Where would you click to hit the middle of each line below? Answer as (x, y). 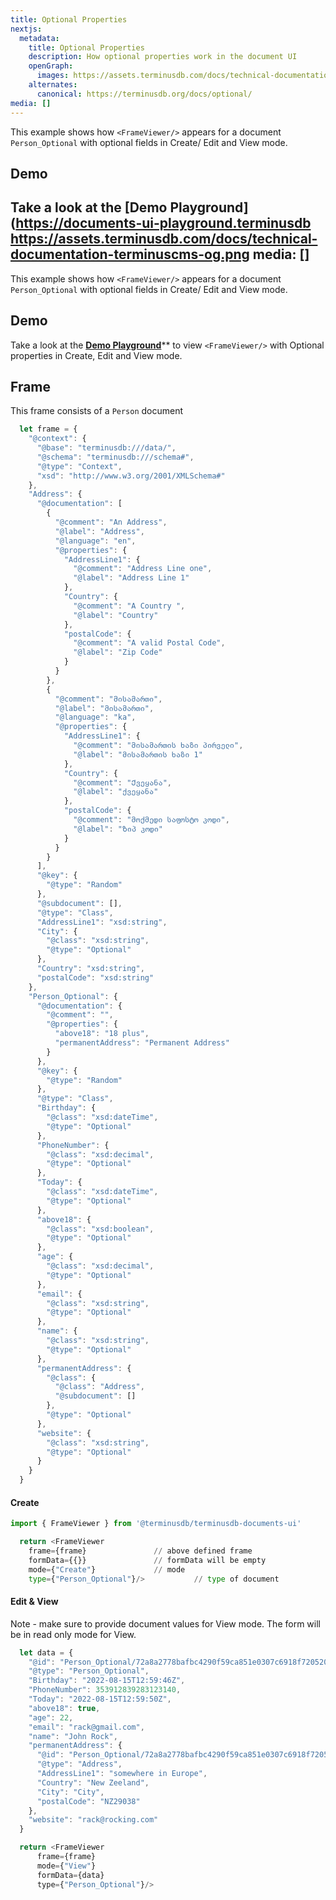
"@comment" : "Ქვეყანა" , (122, 782)
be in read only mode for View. (73, 1634)
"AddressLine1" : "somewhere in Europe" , (122, 1774)
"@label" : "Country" (116, 615)
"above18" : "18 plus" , (102, 1034)
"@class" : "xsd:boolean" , (100, 1229)
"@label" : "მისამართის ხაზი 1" (138, 754)
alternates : (53, 85)
